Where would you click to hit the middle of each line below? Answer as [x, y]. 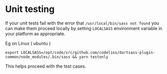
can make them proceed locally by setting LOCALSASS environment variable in [84, 28]
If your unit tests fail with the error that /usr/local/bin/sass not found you [82, 23]
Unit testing [30, 9]
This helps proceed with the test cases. [46, 66]
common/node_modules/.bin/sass [38, 57]
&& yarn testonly [90, 57]
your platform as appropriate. [35, 33]
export [12, 52]
